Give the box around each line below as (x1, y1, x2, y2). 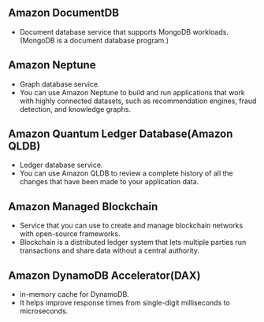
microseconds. (19, 306, 69, 316)
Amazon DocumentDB (8, 6, 120, 20)
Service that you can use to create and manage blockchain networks (19, 220, 244, 231)
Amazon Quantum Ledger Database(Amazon (8, 128, 233, 141)
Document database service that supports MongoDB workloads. (19, 27, 229, 36)
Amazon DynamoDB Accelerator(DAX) (8, 268, 201, 282)
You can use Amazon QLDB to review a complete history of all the (19, 168, 234, 178)
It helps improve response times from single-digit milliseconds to (19, 298, 230, 308)
